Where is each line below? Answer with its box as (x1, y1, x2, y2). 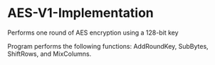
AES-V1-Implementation (7, 5, 154, 21)
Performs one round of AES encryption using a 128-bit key (7, 28, 179, 37)
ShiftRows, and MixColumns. (7, 49, 92, 58)
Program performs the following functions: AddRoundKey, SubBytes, (7, 42, 209, 50)
